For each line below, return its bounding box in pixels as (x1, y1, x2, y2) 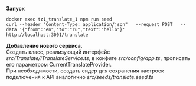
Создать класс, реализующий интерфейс (6, 48, 110, 55)
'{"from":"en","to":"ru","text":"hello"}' (19, 27, 126, 32)
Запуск (6, 5, 25, 12)
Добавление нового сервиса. (6, 42, 83, 49)
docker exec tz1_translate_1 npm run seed (6, 16, 112, 22)
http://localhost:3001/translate (6, 32, 89, 38)
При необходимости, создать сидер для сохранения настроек (6, 67, 164, 74)
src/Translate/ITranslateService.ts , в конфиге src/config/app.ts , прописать (6, 55, 190, 61)
